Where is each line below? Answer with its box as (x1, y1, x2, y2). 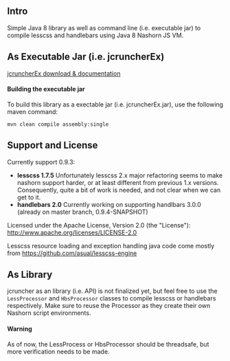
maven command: (7, 107, 58, 116)
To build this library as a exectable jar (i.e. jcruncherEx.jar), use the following (7, 100, 224, 109)
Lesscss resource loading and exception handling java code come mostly (7, 241, 215, 250)
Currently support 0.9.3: (7, 157, 76, 166)
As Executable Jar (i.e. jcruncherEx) (7, 51, 165, 63)
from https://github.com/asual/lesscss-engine (7, 249, 137, 257)
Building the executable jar (7, 85, 86, 94)
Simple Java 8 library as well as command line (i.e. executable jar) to (7, 23, 201, 32)
